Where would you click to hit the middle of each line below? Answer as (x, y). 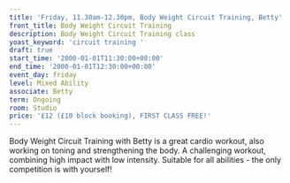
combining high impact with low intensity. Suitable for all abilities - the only (145, 160)
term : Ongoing (35, 99)
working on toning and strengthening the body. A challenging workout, (138, 150)
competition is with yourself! (61, 170)
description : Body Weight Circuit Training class (103, 34)
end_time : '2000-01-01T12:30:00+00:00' (83, 67)
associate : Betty (41, 91)
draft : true (31, 50)
